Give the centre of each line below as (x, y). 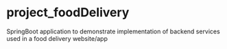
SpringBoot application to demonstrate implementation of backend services (113, 31)
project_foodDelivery (68, 13)
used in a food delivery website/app (57, 38)
